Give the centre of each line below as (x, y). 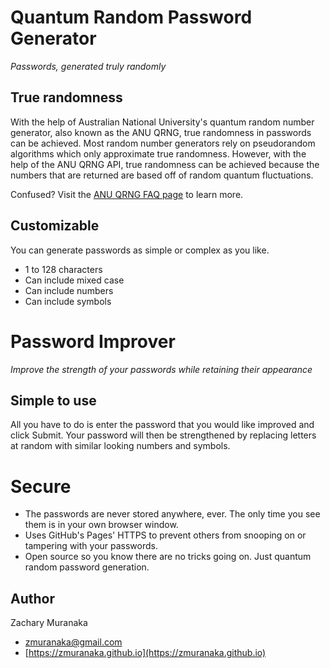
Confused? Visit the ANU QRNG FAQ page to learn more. (127, 194)
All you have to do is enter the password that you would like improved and (162, 425)
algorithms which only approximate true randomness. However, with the (158, 153)
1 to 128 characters (63, 269)
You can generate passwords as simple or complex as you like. (140, 250)
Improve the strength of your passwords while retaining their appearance (161, 369)
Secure (41, 486)
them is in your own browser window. (101, 525)
